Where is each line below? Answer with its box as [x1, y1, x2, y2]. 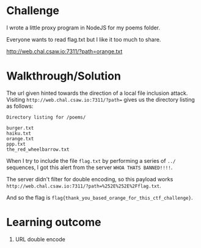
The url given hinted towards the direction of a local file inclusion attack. [6, 89, 188, 97]
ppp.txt [6, 141, 26, 147]
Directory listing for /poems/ [6, 114, 86, 120]
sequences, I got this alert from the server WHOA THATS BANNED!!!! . [6, 163, 173, 171]
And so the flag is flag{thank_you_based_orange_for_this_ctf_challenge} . [6, 194, 193, 201]
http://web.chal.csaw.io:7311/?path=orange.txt [6, 47, 123, 55]
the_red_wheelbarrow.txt [6, 146, 70, 152]
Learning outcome [6, 216, 101, 230]
